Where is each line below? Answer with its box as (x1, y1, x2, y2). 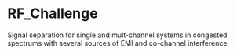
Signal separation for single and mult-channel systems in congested (7, 30, 228, 40)
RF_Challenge (7, 5, 99, 22)
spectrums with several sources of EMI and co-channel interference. (7, 38, 229, 47)
